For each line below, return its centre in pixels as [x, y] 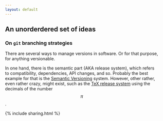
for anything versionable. [30, 59]
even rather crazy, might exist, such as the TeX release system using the [78, 84]
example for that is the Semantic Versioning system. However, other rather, [80, 79]
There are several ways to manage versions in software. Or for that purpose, [81, 53]
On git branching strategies [39, 43]
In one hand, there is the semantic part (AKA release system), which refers [80, 68]
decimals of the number [29, 89]
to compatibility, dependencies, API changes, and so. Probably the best [77, 73]
